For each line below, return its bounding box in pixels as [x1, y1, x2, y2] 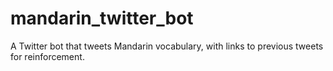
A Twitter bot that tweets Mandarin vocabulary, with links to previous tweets [10, 40, 324, 52]
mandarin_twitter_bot [10, 7, 194, 30]
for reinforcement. [10, 50, 85, 62]
